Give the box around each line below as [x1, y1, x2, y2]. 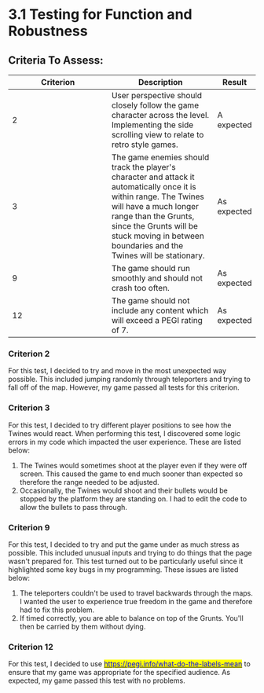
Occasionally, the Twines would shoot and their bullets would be [19, 486, 228, 495]
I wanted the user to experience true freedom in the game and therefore [19, 596, 253, 606]
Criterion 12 [8, 641, 53, 652]
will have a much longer [111, 201, 199, 211]
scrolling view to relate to [111, 130, 204, 140]
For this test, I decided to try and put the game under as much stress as [8, 540, 240, 549]
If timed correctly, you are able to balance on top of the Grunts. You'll [19, 613, 244, 622]
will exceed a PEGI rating [111, 315, 203, 325]
